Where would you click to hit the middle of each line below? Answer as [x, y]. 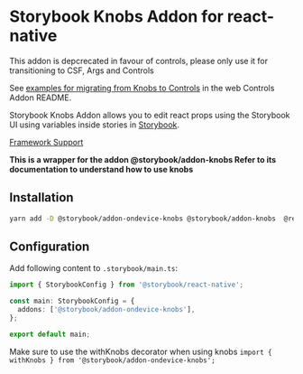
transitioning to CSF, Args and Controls [82, 70]
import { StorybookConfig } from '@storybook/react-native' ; [127, 285]
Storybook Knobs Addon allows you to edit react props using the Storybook [150, 115]
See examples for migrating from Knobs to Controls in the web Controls [142, 88]
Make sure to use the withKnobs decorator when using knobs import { [141, 351]
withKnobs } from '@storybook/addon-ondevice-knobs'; [113, 360]
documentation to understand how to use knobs [101, 169]
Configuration [50, 247]
